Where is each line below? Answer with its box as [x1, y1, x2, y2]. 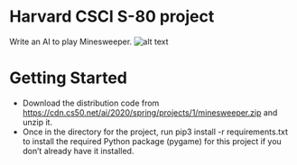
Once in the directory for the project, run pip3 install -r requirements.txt [22, 126, 289, 137]
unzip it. [22, 116, 52, 127]
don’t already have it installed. [22, 145, 135, 156]
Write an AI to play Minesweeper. [9, 36, 133, 47]
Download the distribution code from [22, 97, 160, 108]
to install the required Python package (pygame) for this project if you [22, 135, 282, 146]
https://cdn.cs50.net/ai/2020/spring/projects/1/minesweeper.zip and [22, 106, 278, 118]
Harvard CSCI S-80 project [9, 6, 215, 27]
